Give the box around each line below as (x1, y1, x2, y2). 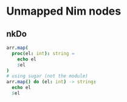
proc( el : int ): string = (12, 50, 75, 56)
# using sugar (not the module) (6, 73, 88, 79)
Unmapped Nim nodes (6, 4, 122, 18)
